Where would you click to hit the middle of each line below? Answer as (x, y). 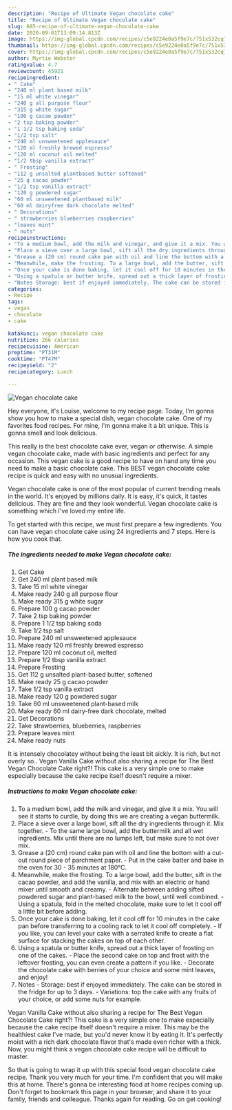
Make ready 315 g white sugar (61, 601)
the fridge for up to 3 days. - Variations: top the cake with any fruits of (117, 991)
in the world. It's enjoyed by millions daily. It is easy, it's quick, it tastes (108, 496)
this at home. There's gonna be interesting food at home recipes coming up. (116, 1084)
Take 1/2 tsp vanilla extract (55, 689)
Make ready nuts (42, 740)
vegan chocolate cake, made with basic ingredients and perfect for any (109, 453)
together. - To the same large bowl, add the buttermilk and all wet (110, 830)
